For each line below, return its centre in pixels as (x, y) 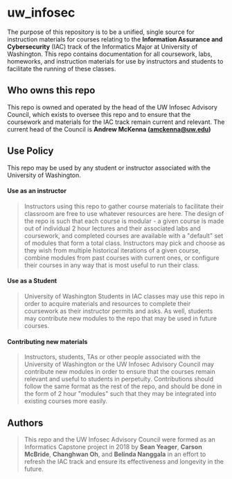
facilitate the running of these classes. (62, 69)
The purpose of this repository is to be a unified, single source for (101, 32)
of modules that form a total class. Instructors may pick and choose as (125, 243)
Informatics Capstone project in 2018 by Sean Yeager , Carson (113, 446)
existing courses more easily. (66, 401)
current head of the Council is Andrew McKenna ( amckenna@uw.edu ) (109, 129)
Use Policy (30, 151)
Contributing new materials (47, 341)
